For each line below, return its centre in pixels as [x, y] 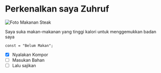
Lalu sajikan [24, 66]
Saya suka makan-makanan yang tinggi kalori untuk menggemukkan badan [81, 31]
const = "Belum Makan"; [29, 45]
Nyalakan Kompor [30, 55]
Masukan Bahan [28, 60]
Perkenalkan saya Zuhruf [57, 9]
